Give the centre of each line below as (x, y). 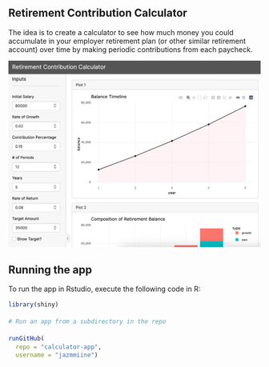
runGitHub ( (26, 338)
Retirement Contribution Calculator (98, 13)
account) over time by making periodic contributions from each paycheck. (130, 49)
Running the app (50, 270)
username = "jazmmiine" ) (57, 355)
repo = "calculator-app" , (59, 347)
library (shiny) (34, 305)
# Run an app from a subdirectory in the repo (87, 321)
